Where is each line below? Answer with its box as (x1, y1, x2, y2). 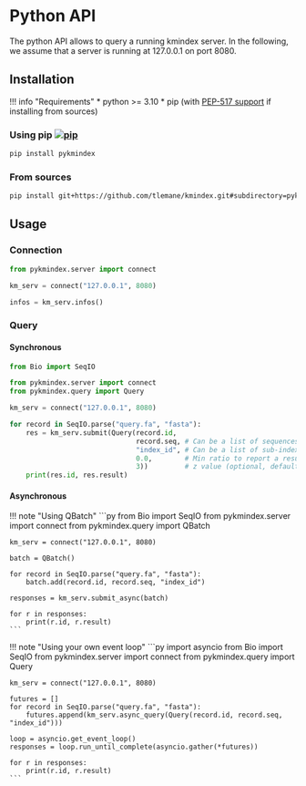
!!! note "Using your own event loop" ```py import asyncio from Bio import (9, 642, 284, 653)
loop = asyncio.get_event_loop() (9, 735, 137, 744)
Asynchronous (9, 490, 67, 502)
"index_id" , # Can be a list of (135, 445, 259, 454)
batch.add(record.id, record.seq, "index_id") (25, 578, 206, 587)
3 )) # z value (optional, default (135, 462, 300, 471)
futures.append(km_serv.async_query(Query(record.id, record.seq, (25, 710, 283, 720)
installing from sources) (9, 106, 98, 117)
